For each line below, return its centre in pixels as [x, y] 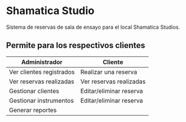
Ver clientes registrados [42, 72]
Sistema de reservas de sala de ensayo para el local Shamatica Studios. [93, 27]
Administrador [42, 62]
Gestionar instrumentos [41, 100]
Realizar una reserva [109, 72]
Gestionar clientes [34, 91]
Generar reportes [33, 110]
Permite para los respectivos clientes [76, 45]
